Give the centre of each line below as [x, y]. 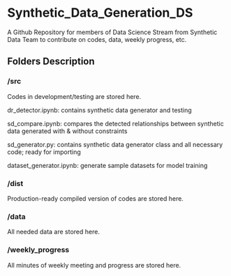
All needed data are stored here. [53, 232]
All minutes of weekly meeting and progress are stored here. [94, 265]
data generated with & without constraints [67, 131]
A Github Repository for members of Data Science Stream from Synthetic [112, 32]
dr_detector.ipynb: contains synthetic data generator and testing [99, 110]
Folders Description [51, 62]
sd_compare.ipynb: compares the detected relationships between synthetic [116, 123]
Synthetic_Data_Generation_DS [100, 13]
